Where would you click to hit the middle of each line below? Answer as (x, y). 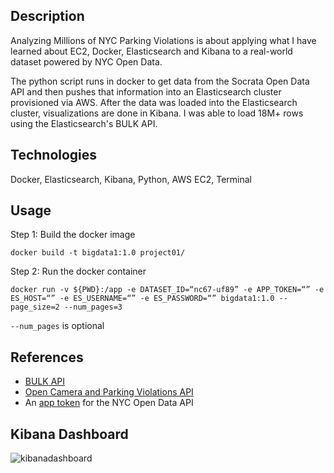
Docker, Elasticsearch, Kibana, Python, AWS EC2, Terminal (131, 179)
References (47, 357)
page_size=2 (35, 307)
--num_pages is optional (57, 326)
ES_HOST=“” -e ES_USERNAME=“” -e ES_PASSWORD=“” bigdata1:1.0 (142, 299)
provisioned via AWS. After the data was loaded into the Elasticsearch (154, 102)
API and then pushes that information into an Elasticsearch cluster (146, 91)
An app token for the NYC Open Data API (109, 403)
